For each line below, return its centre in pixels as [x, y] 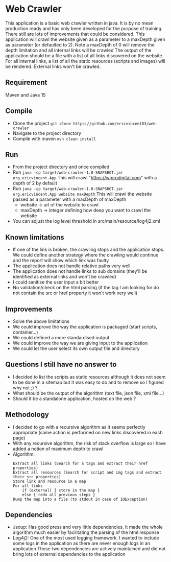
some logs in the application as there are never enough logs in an [81, 543]
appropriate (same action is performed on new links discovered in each [88, 432]
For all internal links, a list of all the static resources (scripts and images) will [85, 61]
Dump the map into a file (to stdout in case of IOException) [80, 499]
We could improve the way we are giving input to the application [80, 343]
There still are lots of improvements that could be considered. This [75, 34]
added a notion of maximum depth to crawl [58, 449]
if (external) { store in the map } [61, 490]
